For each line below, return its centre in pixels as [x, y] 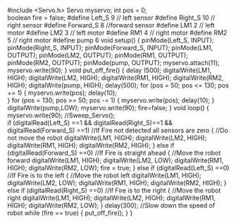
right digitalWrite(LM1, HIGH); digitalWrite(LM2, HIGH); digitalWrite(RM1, [112, 198]
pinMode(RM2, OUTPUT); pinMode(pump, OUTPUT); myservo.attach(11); [113, 63]
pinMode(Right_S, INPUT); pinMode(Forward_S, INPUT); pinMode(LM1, [110, 48]
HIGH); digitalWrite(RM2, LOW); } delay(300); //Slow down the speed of [111, 205]
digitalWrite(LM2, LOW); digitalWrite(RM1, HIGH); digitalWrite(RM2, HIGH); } [117, 183]
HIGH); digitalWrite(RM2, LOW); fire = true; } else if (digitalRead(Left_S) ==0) [118, 168]
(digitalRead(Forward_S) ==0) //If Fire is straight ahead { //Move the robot [114, 153]
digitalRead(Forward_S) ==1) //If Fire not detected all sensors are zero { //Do [118, 130]
